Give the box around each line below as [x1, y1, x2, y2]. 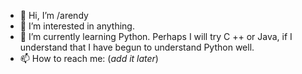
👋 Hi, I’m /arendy [19, 10, 89, 21]
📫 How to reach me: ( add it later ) [19, 53, 159, 64]
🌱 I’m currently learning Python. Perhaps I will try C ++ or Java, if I [19, 31, 293, 42]
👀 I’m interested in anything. [19, 20, 135, 32]
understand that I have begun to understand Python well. [19, 41, 255, 53]
